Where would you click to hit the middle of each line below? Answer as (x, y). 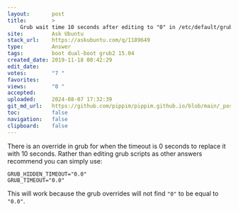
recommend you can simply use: (55, 161)
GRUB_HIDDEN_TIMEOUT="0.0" (47, 174)
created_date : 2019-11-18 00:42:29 (60, 60)
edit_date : (23, 67)
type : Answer (39, 47)
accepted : (22, 93)
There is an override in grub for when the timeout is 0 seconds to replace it (117, 146)
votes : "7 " (36, 73)
